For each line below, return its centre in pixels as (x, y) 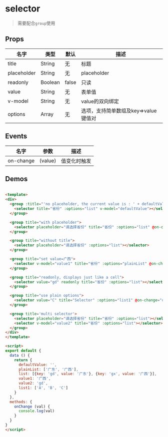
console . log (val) (36, 411)
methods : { (21, 402)
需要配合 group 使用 (36, 23)
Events (16, 136)
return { (23, 360)
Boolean (50, 82)
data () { (20, 355)
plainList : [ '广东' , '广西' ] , (48, 369)
